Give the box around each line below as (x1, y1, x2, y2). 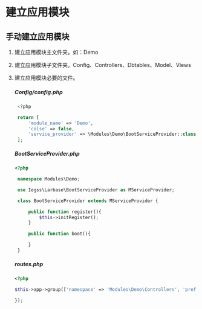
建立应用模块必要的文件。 (14, 74, 79, 81)
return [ (17, 114, 40, 121)
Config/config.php (14, 88, 63, 95)
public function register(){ (28, 209, 102, 215)
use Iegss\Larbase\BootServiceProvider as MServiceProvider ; (17, 186, 175, 193)
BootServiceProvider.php (14, 150, 80, 157)
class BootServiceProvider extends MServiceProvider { (17, 197, 158, 204)
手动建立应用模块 (5, 31, 70, 42)
